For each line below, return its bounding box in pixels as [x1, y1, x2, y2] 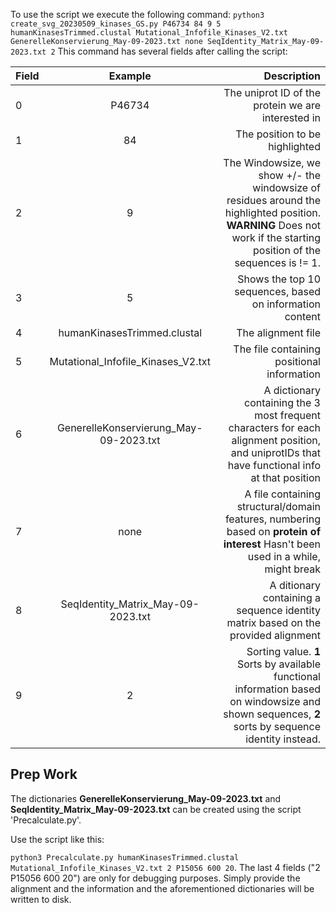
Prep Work [10, 766, 78, 783]
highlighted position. [224, 206, 321, 219]
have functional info [227, 459, 321, 472]
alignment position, [231, 434, 321, 447]
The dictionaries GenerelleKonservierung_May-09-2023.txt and [10, 792, 282, 804]
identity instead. [245, 732, 321, 746]
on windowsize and [229, 695, 321, 708]
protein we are [253, 99, 321, 112]
